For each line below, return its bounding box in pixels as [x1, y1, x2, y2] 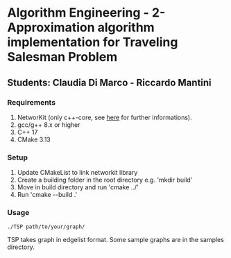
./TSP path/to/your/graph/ [7, 223, 85, 230]
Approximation [7, 19, 95, 35]
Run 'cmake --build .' [17, 191, 78, 199]
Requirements [7, 97, 56, 107]
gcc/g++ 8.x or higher [17, 120, 81, 129]
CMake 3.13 [17, 135, 51, 144]
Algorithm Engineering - [7, 5, 149, 21]
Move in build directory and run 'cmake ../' [17, 183, 139, 191]
